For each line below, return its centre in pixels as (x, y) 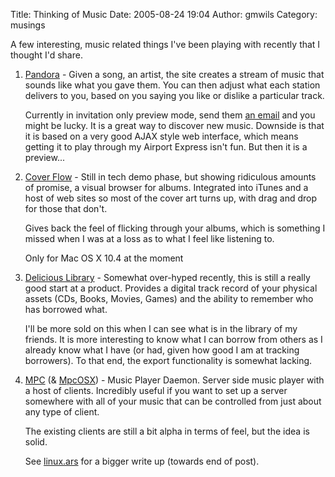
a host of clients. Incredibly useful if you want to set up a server (156, 390)
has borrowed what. (66, 309)
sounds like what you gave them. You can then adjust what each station (172, 85)
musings (28, 25)
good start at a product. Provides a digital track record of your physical (171, 288)
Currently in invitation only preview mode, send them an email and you (170, 115)
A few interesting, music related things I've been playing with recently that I (165, 44)
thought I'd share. (46, 55)
